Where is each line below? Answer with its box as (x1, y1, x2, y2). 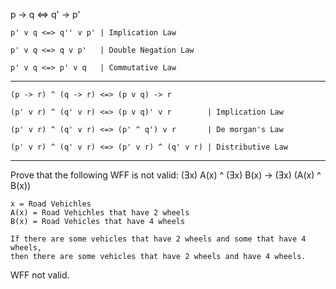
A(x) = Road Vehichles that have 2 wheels (10, 208, 190, 218)
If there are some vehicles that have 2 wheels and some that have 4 (10, 234, 307, 244)
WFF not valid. (10, 269, 70, 281)
